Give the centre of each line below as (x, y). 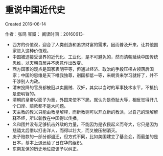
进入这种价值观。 (34, 51)
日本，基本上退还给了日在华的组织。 (49, 142)
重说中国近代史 (35, 10)
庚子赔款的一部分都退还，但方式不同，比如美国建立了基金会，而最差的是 (85, 136)
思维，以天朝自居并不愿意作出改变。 (49, 63)
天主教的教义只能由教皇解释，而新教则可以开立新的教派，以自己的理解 (83, 112)
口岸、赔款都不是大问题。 (42, 105)
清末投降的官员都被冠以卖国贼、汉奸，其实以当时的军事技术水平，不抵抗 (85, 87)
